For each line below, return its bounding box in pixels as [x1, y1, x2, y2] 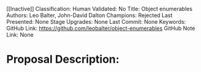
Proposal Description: [6, 52, 119, 67]
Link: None [6, 31, 34, 38]
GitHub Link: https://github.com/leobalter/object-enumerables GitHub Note [6, 24, 195, 32]
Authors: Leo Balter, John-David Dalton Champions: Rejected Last [6, 12, 173, 19]
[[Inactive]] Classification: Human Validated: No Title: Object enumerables [6, 5, 193, 12]
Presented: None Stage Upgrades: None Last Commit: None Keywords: [6, 18, 186, 25]
